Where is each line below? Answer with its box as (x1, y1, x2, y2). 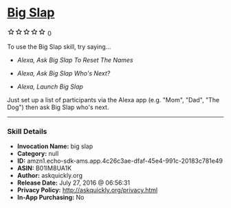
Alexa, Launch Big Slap (16, 82, 84, 91)
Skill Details (7, 126, 47, 136)
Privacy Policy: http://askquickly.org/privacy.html (16, 186, 158, 194)
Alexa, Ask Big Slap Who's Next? (16, 69, 111, 77)
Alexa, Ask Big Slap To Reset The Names (16, 56, 134, 64)
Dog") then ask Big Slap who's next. (7, 103, 109, 111)
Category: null (16, 150, 59, 158)
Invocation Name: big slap (16, 142, 93, 150)
